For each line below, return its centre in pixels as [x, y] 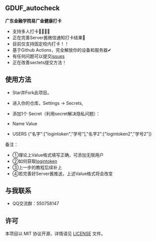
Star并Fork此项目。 [32, 92]
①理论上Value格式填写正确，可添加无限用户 [58, 155]
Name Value [25, 123]
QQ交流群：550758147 [36, 204]
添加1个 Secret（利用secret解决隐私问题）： [56, 113]
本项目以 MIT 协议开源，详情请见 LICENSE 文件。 [55, 234]
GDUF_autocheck [33, 8]
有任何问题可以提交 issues [38, 56]
